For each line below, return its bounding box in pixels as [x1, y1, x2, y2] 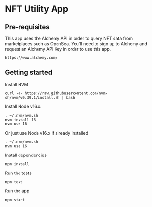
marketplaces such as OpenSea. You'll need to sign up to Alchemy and [5, 41, 148, 47]
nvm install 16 [5, 117, 36, 122]
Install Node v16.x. [5, 103, 42, 109]
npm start [5, 197, 25, 202]
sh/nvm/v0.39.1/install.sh [5, 95, 60, 100]
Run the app [5, 188, 30, 194]
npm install [5, 161, 29, 166]
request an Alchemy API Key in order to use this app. [5, 46, 111, 52]
